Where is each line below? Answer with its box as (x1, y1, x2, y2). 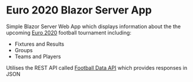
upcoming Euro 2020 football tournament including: (6, 29, 132, 36)
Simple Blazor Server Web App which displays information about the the (6, 23, 181, 30)
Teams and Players (14, 53, 61, 60)
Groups (14, 46, 33, 53)
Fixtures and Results (14, 40, 65, 47)
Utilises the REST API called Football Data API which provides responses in (6, 64, 187, 71)
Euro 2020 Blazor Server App (6, 4, 152, 17)
